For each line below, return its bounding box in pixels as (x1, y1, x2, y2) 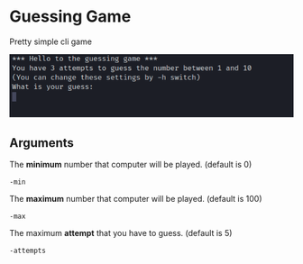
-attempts (9, 246, 47, 256)
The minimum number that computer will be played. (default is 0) (9, 159, 252, 170)
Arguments (9, 135, 75, 150)
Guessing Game (9, 6, 132, 27)
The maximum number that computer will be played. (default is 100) (9, 194, 263, 205)
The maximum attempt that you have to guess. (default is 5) (9, 228, 233, 239)
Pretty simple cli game (9, 36, 93, 47)
